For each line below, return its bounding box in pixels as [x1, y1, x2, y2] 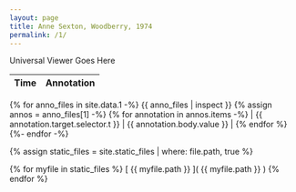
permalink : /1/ [9, 30, 67, 39]
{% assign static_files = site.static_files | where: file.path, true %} [9, 147, 253, 157]
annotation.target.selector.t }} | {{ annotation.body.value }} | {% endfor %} [9, 119, 288, 130]
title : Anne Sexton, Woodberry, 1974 [9, 22, 153, 31]
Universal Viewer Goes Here [9, 56, 116, 66]
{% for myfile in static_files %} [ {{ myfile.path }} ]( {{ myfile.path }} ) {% [9, 164, 280, 175]
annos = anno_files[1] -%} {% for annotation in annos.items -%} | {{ [9, 109, 262, 120]
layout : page [9, 13, 59, 23]
